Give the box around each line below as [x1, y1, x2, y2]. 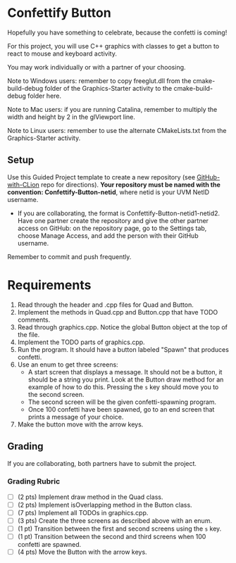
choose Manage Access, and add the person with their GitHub [17, 231, 199, 240]
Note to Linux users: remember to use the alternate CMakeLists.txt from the [7, 126, 227, 134]
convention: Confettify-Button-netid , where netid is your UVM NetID [7, 188, 210, 196]
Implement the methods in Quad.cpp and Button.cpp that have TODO [17, 308, 218, 316]
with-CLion [7, 180, 40, 189]
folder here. [27, 91, 62, 100]
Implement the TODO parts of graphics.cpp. [17, 338, 146, 346]
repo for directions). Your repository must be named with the [41, 180, 221, 189]
